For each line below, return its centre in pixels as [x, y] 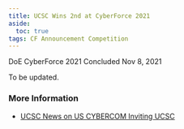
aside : [19, 24]
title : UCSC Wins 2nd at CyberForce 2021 [79, 16]
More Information [43, 98]
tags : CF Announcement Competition [68, 39]
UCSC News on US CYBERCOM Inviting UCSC [98, 116]
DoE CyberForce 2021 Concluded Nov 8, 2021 [85, 62]
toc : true [32, 31]
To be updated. [34, 77]
